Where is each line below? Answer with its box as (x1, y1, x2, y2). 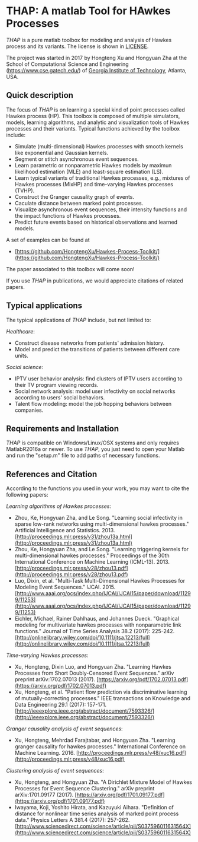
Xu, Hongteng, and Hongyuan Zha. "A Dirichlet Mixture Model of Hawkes (14, 779, 192, 786)
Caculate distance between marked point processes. (14, 199, 144, 206)
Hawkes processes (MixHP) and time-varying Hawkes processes (14, 180, 173, 188)
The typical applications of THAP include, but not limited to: (6, 316, 151, 323)
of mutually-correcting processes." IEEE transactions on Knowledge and (14, 695, 191, 702)
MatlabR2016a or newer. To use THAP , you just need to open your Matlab (6, 446, 185, 453)
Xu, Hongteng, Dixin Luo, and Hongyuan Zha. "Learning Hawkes (14, 663, 171, 671)
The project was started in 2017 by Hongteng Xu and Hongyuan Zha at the (6, 54, 187, 61)
